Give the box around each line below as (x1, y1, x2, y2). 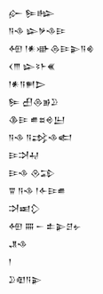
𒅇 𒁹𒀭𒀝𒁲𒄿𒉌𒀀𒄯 (8, 44, 95, 53)
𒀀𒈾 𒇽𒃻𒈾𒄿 (8, 26, 67, 36)
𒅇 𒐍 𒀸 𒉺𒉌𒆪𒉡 (8, 221, 82, 231)
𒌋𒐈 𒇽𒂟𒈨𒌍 (8, 61, 56, 71)
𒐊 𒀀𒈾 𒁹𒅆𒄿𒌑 (8, 186, 67, 195)
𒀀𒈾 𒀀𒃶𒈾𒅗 (8, 132, 73, 142)
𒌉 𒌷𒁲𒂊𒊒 (8, 97, 59, 107)
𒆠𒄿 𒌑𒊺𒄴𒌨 (8, 115, 66, 124)
